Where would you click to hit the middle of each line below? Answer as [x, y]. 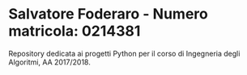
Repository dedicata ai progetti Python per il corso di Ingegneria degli [124, 53]
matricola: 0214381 [75, 31]
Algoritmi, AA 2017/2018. [49, 62]
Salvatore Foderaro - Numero [108, 14]
